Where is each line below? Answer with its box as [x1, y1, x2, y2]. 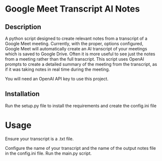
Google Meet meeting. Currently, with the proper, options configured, [5, 41, 144, 47]
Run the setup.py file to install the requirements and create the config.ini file [5, 103, 157, 109]
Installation [5, 90, 40, 98]
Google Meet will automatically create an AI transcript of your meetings [5, 46, 147, 51]
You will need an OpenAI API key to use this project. [5, 76, 109, 81]
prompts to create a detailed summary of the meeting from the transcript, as [5, 62, 158, 67]
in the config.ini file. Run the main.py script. [5, 150, 92, 156]
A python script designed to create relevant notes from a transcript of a [5, 35, 148, 41]
